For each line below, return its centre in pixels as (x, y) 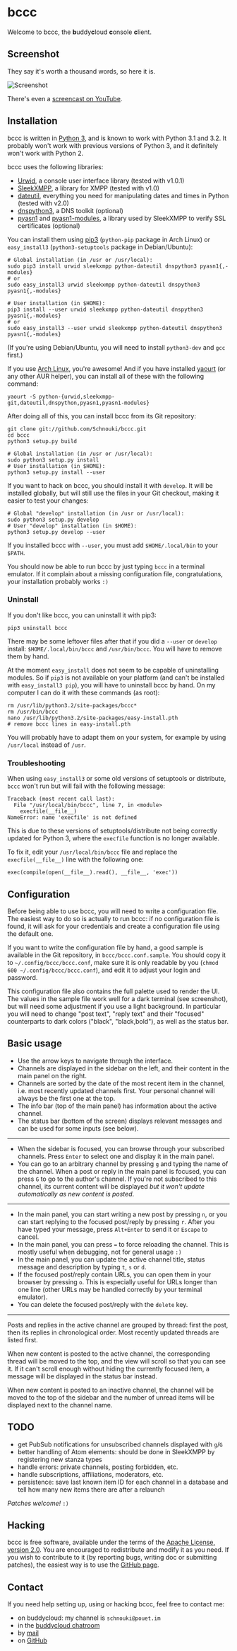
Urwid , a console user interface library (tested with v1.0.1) (101, 181)
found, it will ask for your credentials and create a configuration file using (114, 926)
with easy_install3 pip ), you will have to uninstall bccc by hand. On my (111, 685)
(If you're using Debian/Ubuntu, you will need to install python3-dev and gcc (116, 347)
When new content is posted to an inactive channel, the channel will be (110, 1390)
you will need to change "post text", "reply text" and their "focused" (106, 1014)
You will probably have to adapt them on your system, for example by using (117, 737)
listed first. (23, 1339)
